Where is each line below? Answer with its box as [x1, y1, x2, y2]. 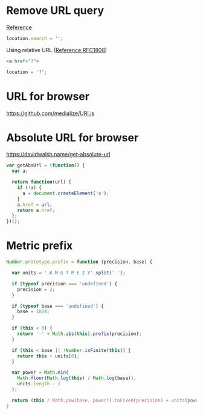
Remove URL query [6, 4, 105, 18]
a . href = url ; [17, 201, 53, 208]
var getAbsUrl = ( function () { [6, 162, 85, 168]
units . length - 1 [17, 381, 61, 387]
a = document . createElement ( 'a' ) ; [22, 190, 110, 196]
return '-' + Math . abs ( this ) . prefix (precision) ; [17, 331, 142, 337]
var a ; [11, 168, 28, 174]
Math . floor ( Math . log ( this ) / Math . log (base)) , [17, 375, 137, 382]
